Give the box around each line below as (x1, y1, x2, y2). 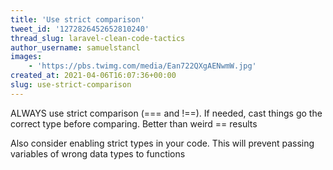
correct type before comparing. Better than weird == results (10, 117, 258, 130)
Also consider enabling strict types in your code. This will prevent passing (10, 137, 315, 149)
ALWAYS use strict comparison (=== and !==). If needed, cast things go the (10, 107, 323, 119)
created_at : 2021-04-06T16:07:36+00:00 (10, 71, 177, 81)
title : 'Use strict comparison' (10, 14, 145, 25)
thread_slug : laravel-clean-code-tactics (10, 33, 186, 43)
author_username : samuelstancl (10, 42, 141, 53)
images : (10, 52, 43, 62)
